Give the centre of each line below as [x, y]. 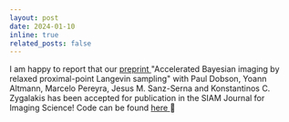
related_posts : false [51, 43]
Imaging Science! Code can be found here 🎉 [93, 108]
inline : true [34, 35]
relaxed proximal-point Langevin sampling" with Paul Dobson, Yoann [138, 79]
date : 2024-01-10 [42, 26]
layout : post [34, 18]
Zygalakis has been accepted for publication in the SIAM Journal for [137, 98]
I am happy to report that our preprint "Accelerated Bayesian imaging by [144, 69]
